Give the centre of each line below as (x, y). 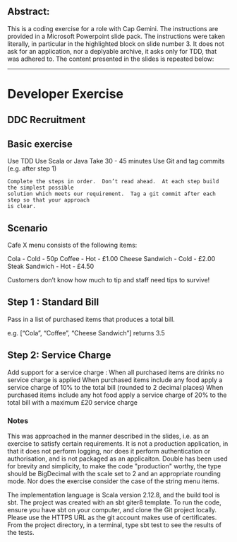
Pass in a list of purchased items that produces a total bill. (91, 319)
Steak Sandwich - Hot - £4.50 (51, 266)
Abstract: (29, 12)
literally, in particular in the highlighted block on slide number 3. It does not (116, 44)
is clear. (22, 207)
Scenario (28, 228)
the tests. (21, 532)
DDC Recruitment (47, 120)
